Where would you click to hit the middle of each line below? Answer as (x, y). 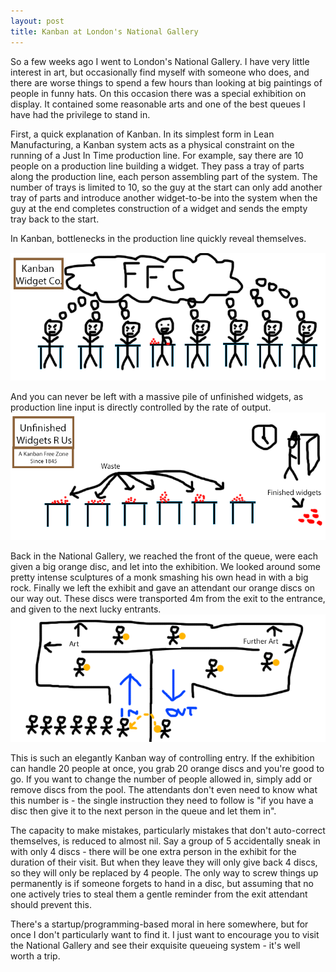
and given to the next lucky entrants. (86, 609)
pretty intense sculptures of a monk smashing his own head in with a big (159, 577)
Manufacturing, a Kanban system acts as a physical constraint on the (152, 144)
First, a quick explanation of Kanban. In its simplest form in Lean (142, 134)
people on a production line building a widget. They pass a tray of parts (157, 166)
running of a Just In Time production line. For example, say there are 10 (157, 155)
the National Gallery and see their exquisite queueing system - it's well (155, 946)
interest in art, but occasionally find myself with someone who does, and (160, 72)
